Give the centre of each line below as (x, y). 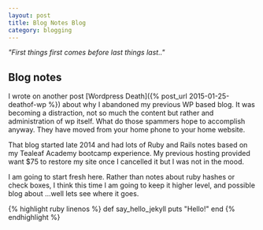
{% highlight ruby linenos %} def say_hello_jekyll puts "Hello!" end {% (122, 209)
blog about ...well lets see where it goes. (74, 194)
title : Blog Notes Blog (47, 23)
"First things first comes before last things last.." (87, 53)
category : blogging (40, 30)
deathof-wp (28, 105)
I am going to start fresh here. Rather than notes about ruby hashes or (122, 177)
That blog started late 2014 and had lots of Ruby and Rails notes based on (128, 145)
